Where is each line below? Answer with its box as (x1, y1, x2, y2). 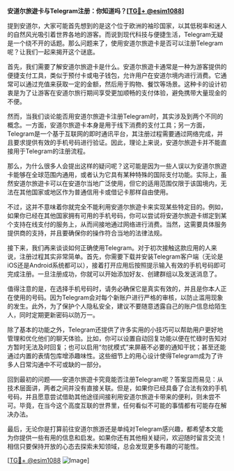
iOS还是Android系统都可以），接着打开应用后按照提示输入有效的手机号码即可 (7, 261, 226, 269)
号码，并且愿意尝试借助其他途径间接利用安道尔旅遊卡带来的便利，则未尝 (7, 393, 214, 401)
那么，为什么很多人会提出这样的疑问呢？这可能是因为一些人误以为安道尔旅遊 (7, 162, 227, 170)
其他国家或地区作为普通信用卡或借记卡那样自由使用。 (19, 188, 172, 196)
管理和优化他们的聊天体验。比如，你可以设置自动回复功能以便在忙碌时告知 (7, 334, 221, 342)
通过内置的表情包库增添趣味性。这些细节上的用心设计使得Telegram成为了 (7, 352, 217, 360)
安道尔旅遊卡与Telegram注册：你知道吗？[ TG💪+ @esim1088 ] (7, 7, 185, 15)
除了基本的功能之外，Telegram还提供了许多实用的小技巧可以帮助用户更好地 (7, 325, 224, 334)
